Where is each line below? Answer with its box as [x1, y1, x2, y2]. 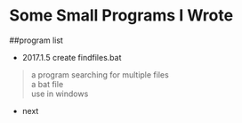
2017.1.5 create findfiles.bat [21, 52, 122, 62]
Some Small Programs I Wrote [9, 5, 234, 26]
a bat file [30, 78, 64, 89]
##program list [9, 35, 64, 45]
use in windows [30, 88, 89, 99]
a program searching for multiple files [30, 69, 169, 80]
